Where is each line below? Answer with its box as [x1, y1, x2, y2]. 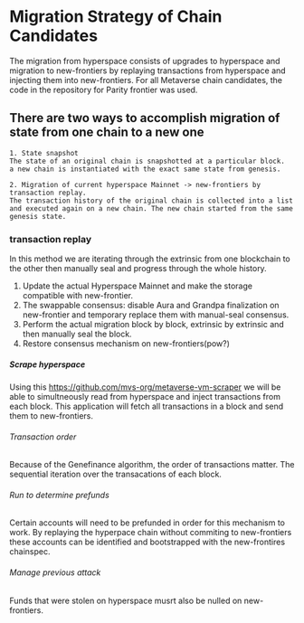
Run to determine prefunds [9, 489, 110, 500]
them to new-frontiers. [9, 411, 93, 421]
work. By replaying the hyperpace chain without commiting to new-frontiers [9, 527, 292, 538]
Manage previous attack [9, 567, 101, 578]
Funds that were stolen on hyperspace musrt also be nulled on [9, 595, 242, 606]
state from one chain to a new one [9, 125, 205, 140]
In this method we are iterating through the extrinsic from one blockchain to [9, 253, 291, 264]
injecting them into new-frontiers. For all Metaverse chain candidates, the [9, 74, 283, 85]
